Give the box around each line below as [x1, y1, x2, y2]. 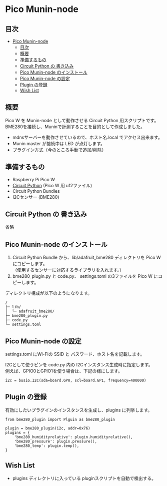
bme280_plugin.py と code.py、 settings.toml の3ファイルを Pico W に [12, 273, 158, 279]
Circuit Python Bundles [12, 188, 60, 194]
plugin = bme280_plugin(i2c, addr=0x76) [5, 425, 91, 431]
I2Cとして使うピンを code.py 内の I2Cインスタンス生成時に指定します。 [5, 362, 153, 368]
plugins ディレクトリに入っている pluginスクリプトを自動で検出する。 [12, 475, 156, 481]
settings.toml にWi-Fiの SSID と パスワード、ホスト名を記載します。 [5, 351, 145, 357]
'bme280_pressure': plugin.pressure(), [14, 439, 97, 444]
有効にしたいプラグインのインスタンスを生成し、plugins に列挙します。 [5, 407, 152, 413]
